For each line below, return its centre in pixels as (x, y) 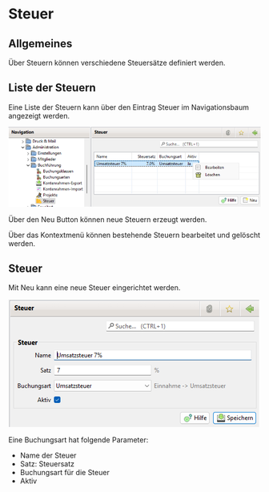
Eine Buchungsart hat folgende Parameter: (78, 440)
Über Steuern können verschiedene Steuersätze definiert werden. (117, 63)
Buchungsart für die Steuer (64, 473)
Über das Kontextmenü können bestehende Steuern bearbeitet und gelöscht (134, 235)
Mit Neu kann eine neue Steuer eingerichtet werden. (94, 288)
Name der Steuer (48, 456)
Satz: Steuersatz (47, 464)
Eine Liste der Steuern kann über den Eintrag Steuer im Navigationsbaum (129, 107)
